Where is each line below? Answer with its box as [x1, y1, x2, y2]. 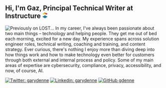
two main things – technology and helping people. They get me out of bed [5, 30, 157, 36]
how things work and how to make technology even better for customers [5, 51, 155, 57]
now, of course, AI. [5, 67, 44, 73]
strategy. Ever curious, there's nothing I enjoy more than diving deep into [5, 46, 155, 52]
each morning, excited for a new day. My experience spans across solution [5, 35, 160, 41]
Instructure [5, 12, 41, 20]
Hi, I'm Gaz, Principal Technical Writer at [5, 4, 133, 12]
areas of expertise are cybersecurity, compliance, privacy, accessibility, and [5, 62, 162, 68]
